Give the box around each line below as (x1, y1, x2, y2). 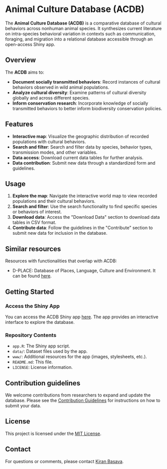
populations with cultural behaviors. (12, 139, 86, 145)
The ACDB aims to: (5, 69, 44, 75)
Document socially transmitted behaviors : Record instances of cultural (12, 79, 161, 85)
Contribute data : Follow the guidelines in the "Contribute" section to (12, 225, 153, 231)
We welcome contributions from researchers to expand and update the (5, 392, 151, 398)
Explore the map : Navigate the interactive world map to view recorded (12, 193, 158, 199)
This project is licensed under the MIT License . (5, 430, 102, 436)
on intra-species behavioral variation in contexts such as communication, (5, 31, 156, 37)
